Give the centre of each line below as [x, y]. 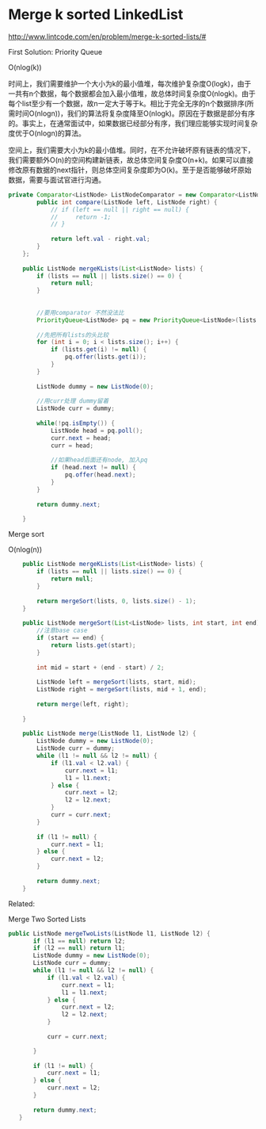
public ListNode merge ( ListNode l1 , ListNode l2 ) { [109, 734]
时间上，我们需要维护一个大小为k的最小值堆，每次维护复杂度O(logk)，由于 [130, 83]
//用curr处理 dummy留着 [73, 401]
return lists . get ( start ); [93, 645]
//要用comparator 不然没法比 [80, 312]
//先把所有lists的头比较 [73, 335]
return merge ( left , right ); [83, 704]
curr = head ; [72, 446]
